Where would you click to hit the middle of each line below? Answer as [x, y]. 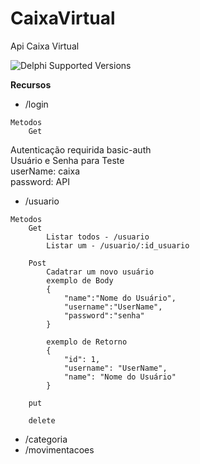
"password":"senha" [104, 315]
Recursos [31, 84]
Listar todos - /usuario [98, 237]
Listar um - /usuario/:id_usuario [118, 245]
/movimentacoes [59, 449]
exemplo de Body [80, 280]
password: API [40, 181]
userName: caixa [45, 171]
